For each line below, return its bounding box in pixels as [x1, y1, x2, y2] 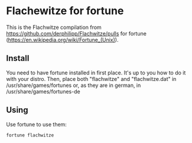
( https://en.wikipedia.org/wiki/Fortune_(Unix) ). [6, 36, 119, 43]
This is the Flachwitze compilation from [6, 24, 102, 31]
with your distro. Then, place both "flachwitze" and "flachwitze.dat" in [6, 75, 177, 82]
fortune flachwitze [6, 132, 54, 138]
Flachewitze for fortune [6, 4, 124, 18]
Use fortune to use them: [6, 121, 67, 128]
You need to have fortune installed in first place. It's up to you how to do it [6, 69, 186, 76]
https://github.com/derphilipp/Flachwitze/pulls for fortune [6, 30, 147, 37]
